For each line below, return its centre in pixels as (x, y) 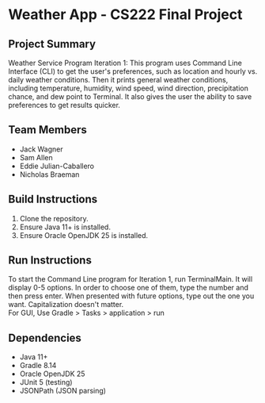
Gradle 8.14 (38, 366)
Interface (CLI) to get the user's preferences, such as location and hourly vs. (133, 71)
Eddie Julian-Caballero (57, 166)
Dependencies (45, 338)
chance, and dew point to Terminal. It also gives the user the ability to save (130, 96)
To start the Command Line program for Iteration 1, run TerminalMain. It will (131, 279)
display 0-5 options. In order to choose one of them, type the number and (129, 288)
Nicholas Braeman (49, 174)
